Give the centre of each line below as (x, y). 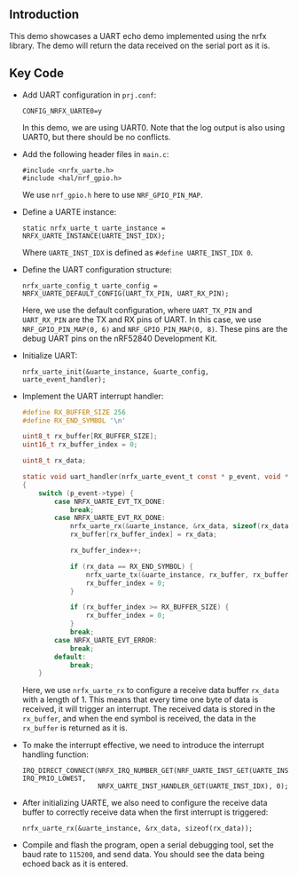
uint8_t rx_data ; (54, 461)
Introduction (44, 15)
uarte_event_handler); (64, 379)
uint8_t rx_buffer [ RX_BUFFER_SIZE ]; (90, 437)
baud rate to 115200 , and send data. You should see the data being (143, 855)
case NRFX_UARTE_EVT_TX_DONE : (110, 501)
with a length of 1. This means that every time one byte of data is (140, 699)
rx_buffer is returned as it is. (75, 728)
